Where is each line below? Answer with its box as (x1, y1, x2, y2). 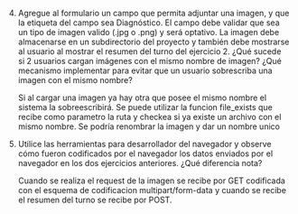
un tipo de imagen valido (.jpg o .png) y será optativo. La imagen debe (17, 27, 280, 37)
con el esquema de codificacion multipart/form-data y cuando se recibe (17, 185, 287, 195)
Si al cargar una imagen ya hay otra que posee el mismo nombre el (17, 92, 267, 103)
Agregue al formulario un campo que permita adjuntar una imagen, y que (17, 8, 290, 18)
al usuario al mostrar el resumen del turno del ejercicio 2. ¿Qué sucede (17, 46, 282, 57)
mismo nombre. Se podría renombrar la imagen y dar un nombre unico (17, 121, 280, 132)
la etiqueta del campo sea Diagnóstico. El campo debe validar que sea (17, 17, 280, 28)
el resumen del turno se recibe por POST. (17, 194, 172, 205)
